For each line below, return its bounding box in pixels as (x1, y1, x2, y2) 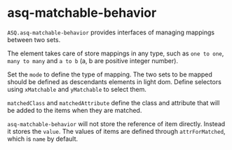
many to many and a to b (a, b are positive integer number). (7, 56, 179, 64)
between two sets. (7, 35, 61, 43)
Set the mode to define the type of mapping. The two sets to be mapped (7, 70, 212, 79)
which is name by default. (7, 135, 79, 143)
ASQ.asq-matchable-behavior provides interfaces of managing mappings (7, 28, 215, 36)
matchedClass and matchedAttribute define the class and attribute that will (7, 98, 220, 107)
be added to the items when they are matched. (7, 106, 142, 114)
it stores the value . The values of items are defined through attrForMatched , (7, 127, 226, 135)
